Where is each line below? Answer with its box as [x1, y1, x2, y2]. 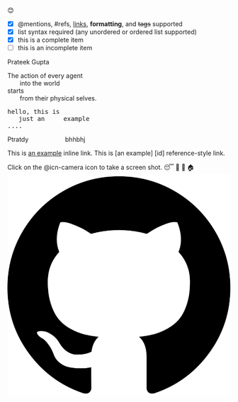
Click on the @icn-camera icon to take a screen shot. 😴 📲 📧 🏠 [7, 163, 195, 172]
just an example [18, 115, 90, 123]
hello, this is [7, 108, 60, 116]
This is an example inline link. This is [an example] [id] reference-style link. [7, 149, 225, 158]
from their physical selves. [20, 94, 97, 103]
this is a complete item [17, 35, 84, 45]
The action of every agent [7, 71, 83, 80]
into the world [20, 79, 60, 88]
